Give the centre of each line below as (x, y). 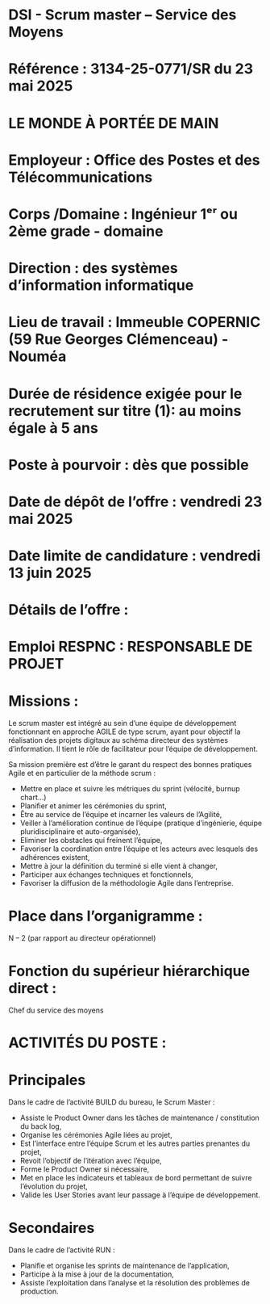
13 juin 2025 (50, 573)
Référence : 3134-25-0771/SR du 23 (131, 69)
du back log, (41, 1126)
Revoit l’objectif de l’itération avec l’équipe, (91, 1161)
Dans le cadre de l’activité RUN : (62, 1250)
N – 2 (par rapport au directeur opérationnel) (82, 938)
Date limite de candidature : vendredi (135, 556)
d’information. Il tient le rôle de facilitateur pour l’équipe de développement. (133, 749)
